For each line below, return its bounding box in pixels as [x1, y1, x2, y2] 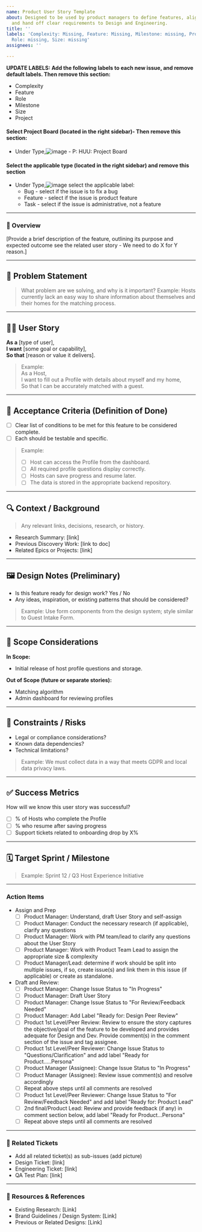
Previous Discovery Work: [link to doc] [14, 540, 111, 548]
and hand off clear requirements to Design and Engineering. [11, 20, 168, 26]
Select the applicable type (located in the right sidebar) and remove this [6, 161, 189, 169]
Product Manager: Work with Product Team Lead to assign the [23, 946, 179, 953]
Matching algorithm [14, 688, 64, 695]
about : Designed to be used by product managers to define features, [6, 14, 185, 20]
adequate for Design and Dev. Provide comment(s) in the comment [23, 1032, 190, 1039]
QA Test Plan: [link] [14, 1172, 63, 1179]
